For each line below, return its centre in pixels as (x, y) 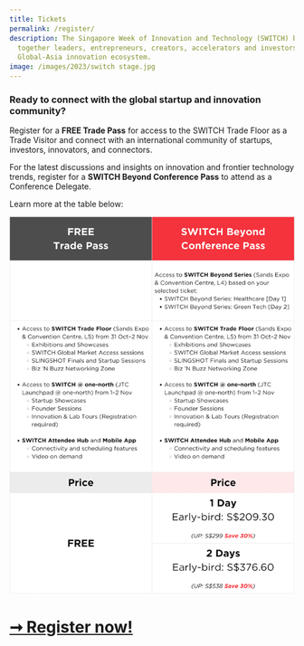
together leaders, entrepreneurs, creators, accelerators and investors (157, 48)
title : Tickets (38, 19)
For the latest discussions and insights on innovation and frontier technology (152, 167)
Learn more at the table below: (66, 204)
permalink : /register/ (52, 28)
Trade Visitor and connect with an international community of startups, (141, 140)
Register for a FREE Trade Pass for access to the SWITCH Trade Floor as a (148, 130)
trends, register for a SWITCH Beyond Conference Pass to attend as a (141, 177)
